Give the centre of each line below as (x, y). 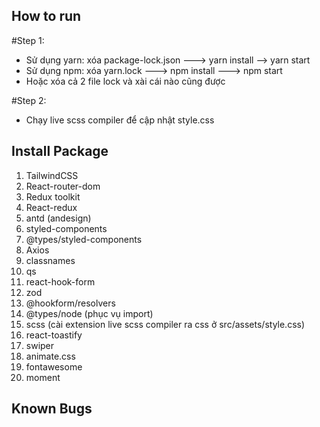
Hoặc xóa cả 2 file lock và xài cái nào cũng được (125, 81)
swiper (40, 345)
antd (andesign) (58, 218)
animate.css (50, 356)
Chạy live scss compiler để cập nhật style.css (120, 120)
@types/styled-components (84, 239)
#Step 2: (29, 100)
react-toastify (54, 335)
